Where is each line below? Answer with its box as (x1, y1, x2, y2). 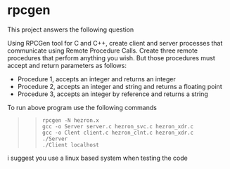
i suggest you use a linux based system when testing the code (7, 154, 188, 162)
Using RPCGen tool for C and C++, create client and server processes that (7, 39, 223, 47)
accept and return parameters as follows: (7, 61, 127, 69)
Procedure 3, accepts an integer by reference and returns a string (17, 90, 209, 98)
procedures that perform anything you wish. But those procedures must (7, 53, 216, 62)
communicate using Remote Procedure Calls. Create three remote (7, 46, 198, 55)
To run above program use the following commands (7, 103, 157, 111)
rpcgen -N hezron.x (41, 116, 100, 124)
